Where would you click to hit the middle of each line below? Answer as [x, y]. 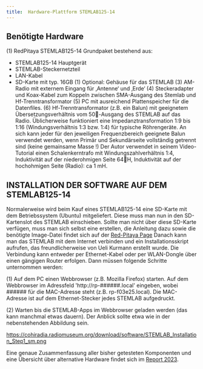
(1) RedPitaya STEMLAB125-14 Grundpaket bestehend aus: [79, 51]
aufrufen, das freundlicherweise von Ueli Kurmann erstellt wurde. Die [93, 248]
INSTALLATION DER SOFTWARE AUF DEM [87, 185]
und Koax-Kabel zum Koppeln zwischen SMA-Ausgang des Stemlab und [105, 95]
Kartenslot [19, 222]
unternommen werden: [35, 267]
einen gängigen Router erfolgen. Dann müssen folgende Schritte [87, 261]
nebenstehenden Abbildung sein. [48, 323]
